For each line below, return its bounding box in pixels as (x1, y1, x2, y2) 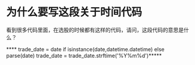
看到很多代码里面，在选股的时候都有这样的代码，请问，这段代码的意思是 (6, 26, 184, 33)
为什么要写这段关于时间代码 (6, 5, 143, 19)
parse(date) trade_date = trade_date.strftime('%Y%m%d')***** (6, 52, 162, 59)
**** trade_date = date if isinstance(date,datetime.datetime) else (6, 45, 165, 52)
